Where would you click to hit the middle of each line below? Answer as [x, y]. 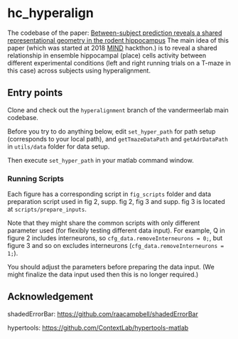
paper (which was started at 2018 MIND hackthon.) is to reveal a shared [113, 48]
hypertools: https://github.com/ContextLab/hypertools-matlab [98, 328]
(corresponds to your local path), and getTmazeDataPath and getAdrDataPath [118, 139]
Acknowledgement [50, 297]
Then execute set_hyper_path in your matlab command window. [101, 160]
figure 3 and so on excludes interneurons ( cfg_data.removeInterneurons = [116, 246]
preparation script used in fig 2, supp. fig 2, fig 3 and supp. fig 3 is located [116, 202]
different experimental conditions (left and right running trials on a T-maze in [119, 63]
